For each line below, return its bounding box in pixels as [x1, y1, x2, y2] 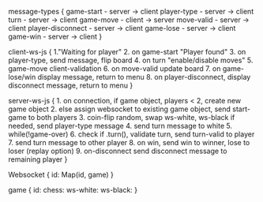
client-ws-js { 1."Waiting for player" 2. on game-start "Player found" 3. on [8, 47, 246, 56]
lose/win [8, 73, 36, 81]
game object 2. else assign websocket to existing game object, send [8, 104, 231, 114]
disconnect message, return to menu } [8, 80, 133, 90]
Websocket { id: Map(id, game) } [8, 170, 115, 179]
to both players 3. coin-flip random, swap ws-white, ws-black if [28, 113, 235, 122]
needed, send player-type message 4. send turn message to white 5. [8, 122, 233, 130]
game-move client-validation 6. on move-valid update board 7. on [8, 64, 221, 73]
